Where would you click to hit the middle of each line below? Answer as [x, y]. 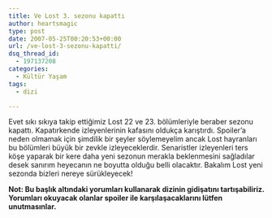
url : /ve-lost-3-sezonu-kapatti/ [65, 46]
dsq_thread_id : [34, 54]
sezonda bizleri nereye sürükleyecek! [71, 174]
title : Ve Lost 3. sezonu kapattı [67, 16]
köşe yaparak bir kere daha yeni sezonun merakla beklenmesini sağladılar [132, 156]
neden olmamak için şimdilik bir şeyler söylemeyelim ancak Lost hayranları [133, 139]
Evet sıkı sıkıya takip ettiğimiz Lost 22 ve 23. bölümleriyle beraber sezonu [131, 122]
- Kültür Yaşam [41, 76]
